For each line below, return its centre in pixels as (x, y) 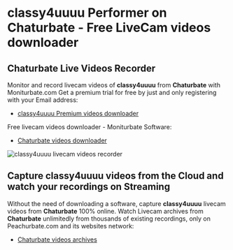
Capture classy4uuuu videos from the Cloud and (115, 176)
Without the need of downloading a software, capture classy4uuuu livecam (116, 203)
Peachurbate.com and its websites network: (71, 226)
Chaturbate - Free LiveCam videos (109, 28)
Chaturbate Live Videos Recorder (82, 68)
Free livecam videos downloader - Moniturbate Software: (90, 127)
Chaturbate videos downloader (62, 140)
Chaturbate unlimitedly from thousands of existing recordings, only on (109, 219)
